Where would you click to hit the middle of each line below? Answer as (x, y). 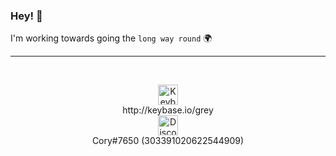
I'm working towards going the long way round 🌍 (111, 38)
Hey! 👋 (26, 16)
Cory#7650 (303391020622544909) (168, 141)
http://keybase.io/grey (168, 110)
